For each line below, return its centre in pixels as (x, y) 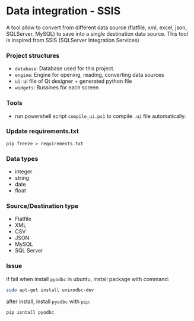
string (22, 178)
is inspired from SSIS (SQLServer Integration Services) (73, 40)
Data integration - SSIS (63, 11)
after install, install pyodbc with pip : (48, 301)
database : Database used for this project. (65, 68)
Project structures (33, 55)
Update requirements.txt (42, 131)
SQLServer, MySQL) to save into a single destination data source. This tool (97, 33)
